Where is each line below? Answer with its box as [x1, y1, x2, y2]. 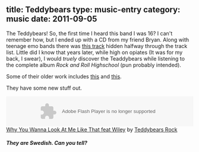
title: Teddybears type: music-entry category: [6, 5, 181, 15]
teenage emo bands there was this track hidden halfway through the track [6, 42, 188, 49]
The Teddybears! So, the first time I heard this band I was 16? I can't [6, 30, 173, 37]
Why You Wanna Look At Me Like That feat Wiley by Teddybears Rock [6, 126, 178, 133]
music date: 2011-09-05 [6, 14, 97, 24]
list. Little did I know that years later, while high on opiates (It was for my [6, 49, 183, 56]
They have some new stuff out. [6, 84, 82, 91]
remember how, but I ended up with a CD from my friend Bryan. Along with [6, 36, 189, 43]
